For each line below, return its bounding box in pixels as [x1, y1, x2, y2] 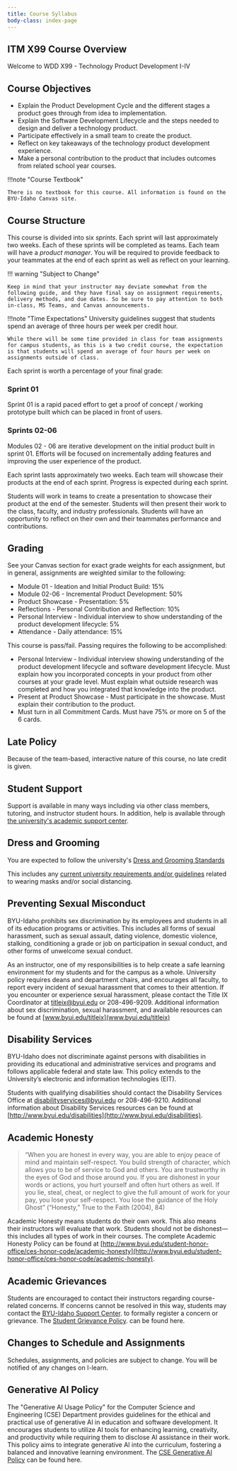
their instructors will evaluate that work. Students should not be [7, 1224, 192, 1233]
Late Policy [7, 735, 57, 748]
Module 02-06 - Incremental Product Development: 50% [17, 590, 183, 599]
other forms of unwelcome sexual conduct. [7, 947, 133, 955]
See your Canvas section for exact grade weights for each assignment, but [7, 561, 226, 570]
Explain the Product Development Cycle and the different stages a [17, 101, 210, 110]
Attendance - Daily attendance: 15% [17, 628, 123, 636]
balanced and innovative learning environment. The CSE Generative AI [7, 1448, 212, 1456]
